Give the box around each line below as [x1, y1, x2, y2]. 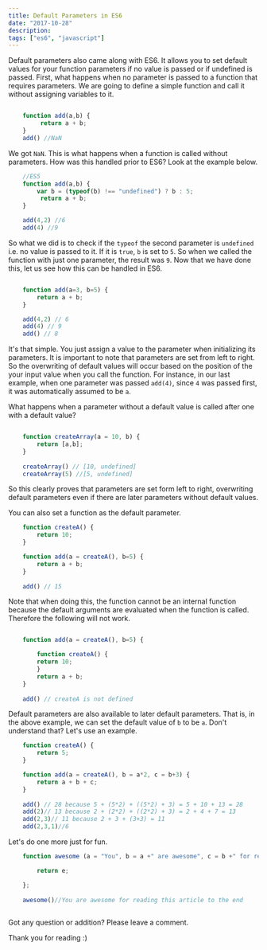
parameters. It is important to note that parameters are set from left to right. [8, 353, 256, 362]
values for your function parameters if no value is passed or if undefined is [8, 65, 253, 74]
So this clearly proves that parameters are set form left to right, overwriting [8, 484, 253, 494]
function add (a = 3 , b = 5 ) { [22, 286, 109, 294]
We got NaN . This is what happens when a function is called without [8, 148, 228, 158]
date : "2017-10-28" [8, 19, 73, 27]
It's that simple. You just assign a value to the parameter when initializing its [8, 344, 256, 354]
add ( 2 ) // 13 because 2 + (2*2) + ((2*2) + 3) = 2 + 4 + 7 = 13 [22, 807, 237, 816]
